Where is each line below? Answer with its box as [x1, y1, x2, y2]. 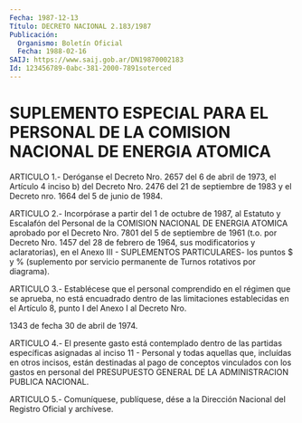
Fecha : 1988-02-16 [17, 47, 88, 56]
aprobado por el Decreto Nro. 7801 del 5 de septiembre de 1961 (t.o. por [9, 227, 278, 238]
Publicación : [9, 30, 59, 39]
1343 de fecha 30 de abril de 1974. [9, 320, 138, 331]
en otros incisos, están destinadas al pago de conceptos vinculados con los [9, 357, 292, 368]
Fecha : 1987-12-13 [9, 13, 79, 23]
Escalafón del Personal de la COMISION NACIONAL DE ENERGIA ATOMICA [9, 217, 288, 228]
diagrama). [9, 265, 50, 276]
